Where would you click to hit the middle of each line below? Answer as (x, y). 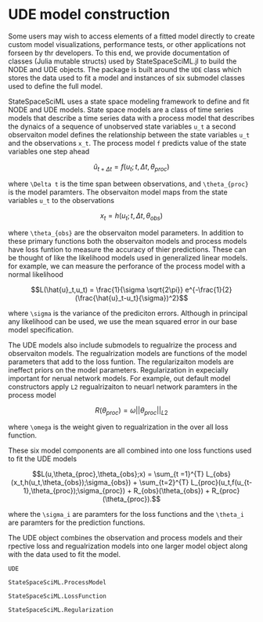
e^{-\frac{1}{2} (209, 289)
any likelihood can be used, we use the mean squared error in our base (123, 321)
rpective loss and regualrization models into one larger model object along (128, 546)
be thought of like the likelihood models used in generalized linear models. (128, 257)
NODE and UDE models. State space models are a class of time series (121, 109)
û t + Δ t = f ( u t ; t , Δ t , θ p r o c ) (131, 167)
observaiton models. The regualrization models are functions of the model (128, 353)
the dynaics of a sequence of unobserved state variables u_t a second (122, 126)
